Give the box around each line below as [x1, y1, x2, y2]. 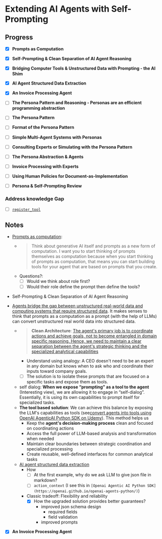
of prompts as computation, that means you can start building [31, 259, 155, 264]
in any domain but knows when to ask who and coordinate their [26, 363, 154, 369]
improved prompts [41, 519, 78, 525]
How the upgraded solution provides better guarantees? [33, 498, 146, 504]
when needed [26, 436, 54, 442]
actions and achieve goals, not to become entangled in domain [31, 333, 157, 339]
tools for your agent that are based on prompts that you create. [31, 264, 158, 270]
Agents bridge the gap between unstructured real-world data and [12, 303, 143, 309]
